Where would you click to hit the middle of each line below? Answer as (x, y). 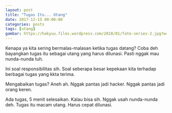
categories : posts (25, 24)
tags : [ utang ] (20, 29)
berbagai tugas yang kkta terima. (40, 74)
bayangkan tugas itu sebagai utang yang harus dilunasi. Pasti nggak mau (82, 53)
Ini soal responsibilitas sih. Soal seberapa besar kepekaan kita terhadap (81, 69)
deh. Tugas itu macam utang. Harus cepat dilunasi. (59, 105)
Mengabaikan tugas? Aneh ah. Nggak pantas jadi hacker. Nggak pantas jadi (85, 84)
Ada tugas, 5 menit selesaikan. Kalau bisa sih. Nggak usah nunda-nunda (81, 99)
